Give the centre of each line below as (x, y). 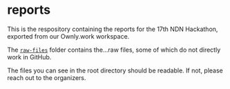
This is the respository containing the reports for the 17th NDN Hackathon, (113, 29)
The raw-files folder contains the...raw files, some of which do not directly (114, 50)
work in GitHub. (29, 57)
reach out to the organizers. (47, 77)
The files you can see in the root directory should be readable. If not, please (115, 70)
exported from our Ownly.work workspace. (68, 36)
